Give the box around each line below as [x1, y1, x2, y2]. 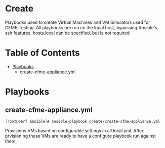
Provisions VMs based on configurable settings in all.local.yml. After [5, 127, 144, 134]
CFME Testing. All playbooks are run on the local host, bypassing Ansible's [5, 24, 158, 30]
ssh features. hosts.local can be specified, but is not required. [5, 30, 131, 36]
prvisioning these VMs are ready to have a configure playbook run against [5, 133, 156, 139]
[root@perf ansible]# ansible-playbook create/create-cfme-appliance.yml [5, 119, 161, 124]
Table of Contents [5, 48, 80, 58]
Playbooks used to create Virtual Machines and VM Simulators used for [5, 19, 150, 25]
